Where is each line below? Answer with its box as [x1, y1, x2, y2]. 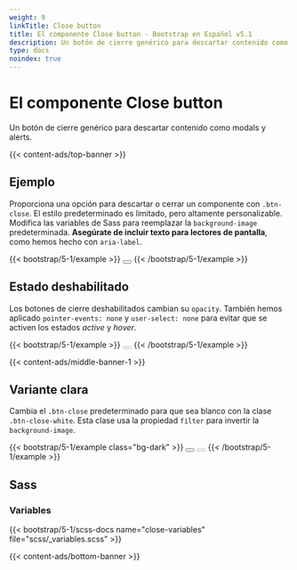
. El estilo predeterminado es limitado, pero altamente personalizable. [28, 208, 283, 218]
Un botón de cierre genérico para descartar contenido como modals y [9, 122, 267, 133]
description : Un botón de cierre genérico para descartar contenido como [9, 37, 289, 47]
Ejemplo [9, 175, 55, 190]
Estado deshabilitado [9, 280, 129, 295]
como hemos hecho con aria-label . [9, 236, 142, 247]
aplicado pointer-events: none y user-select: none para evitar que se [9, 313, 268, 323]
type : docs [9, 46, 50, 55]
